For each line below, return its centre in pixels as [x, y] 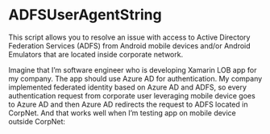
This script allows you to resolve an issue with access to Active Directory [129, 37]
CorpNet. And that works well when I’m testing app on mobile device [122, 113]
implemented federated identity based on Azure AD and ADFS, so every [128, 87]
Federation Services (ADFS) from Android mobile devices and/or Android [130, 45]
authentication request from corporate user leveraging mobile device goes [132, 95]
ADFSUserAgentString [85, 15]
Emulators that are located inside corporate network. [96, 54]
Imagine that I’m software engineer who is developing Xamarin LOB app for [133, 69]
